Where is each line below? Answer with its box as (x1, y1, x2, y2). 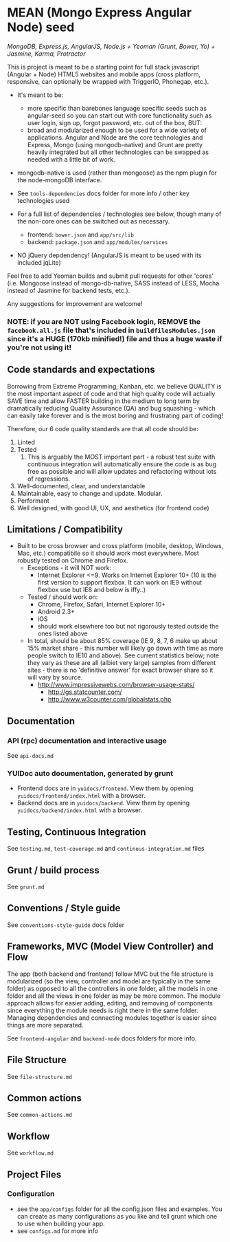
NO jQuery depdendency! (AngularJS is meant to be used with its (16, 251, 202, 259)
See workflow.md (7, 1148, 54, 1157)
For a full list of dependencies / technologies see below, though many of (16, 210, 222, 218)
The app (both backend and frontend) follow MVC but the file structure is (7, 970, 214, 978)
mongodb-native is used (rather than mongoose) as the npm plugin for (16, 168, 218, 177)
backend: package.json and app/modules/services (27, 237, 168, 246)
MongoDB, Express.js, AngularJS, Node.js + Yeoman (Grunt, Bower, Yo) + (7, 42, 216, 50)
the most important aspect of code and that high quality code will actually (7, 389, 216, 397)
